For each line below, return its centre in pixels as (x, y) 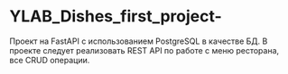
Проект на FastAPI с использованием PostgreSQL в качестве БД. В (139, 41)
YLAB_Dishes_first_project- (116, 16)
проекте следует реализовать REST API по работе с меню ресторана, (144, 50)
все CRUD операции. (50, 60)
